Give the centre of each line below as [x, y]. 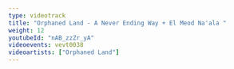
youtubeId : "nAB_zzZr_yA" [51, 38]
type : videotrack [37, 15]
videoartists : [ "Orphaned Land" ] [64, 52]
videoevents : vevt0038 [46, 45]
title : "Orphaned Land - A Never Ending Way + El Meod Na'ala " [117, 23]
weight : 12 [26, 30]
